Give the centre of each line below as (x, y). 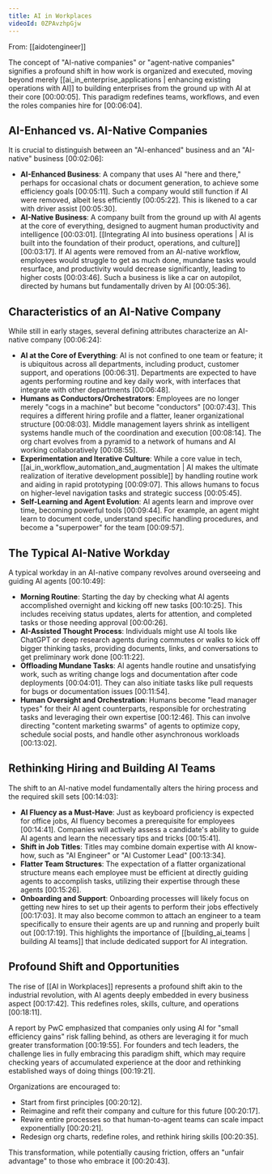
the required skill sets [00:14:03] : (64, 796)
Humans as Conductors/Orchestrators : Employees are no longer (130, 398)
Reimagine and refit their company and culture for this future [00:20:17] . (140, 1111)
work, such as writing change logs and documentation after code (129, 674)
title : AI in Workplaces (50, 16)
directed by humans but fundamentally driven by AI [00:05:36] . (125, 286)
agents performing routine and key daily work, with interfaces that (130, 381)
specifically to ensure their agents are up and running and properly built (140, 924)
